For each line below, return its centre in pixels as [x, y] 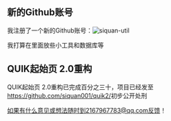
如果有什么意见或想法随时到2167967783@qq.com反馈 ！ [87, 110]
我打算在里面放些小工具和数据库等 [56, 45]
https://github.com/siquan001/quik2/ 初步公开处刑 [77, 95]
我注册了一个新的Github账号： [50, 30]
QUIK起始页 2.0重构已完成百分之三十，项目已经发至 [80, 87]
